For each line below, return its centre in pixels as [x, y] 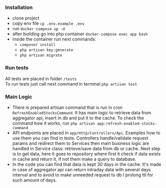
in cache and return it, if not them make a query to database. [74, 159]
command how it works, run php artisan [54, 123]
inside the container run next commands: [54, 39]
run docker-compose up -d [39, 29]
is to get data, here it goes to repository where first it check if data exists [86, 154]
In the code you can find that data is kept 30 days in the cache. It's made [87, 164]
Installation [19, 7]
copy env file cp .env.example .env [48, 23]
